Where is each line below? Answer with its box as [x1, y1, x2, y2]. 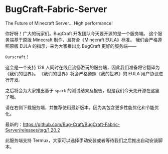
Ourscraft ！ [5, 54, 30, 60]
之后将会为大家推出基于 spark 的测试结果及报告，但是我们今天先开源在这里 [5, 87, 159, 93]
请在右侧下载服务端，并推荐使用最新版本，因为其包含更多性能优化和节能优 [5, 104, 159, 110]
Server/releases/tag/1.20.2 [5, 127, 60, 133]
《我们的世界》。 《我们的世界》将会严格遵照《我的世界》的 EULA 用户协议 [5, 70, 159, 76]
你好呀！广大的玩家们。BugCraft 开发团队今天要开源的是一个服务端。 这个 [5, 30, 158, 36]
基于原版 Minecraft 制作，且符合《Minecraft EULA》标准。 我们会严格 [14, 37, 158, 43]
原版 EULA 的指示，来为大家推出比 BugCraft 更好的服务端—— [9, 43, 137, 49]
